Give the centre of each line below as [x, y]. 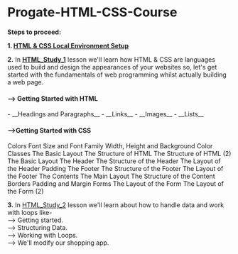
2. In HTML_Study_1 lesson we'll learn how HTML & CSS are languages [111, 59]
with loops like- [30, 213]
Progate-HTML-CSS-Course [92, 12]
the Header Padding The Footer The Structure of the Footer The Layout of [115, 169]
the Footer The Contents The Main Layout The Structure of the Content [111, 176]
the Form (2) [26, 192]
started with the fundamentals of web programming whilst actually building [117, 74]
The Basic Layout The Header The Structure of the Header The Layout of [114, 161]
